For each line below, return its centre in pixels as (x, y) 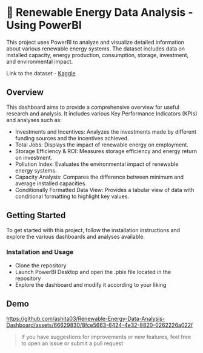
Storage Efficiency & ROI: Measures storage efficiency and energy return (106, 151)
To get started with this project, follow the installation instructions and (93, 230)
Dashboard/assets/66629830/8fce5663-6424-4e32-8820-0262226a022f (100, 325)
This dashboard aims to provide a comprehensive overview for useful (93, 107)
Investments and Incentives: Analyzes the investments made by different (106, 132)
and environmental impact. (40, 61)
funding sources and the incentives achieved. (72, 138)
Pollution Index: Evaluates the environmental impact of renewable (97, 164)
